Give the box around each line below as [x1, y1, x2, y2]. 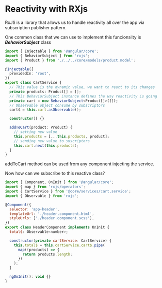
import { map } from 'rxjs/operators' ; [5, 184, 86, 190]
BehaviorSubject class [5, 39, 51, 45]
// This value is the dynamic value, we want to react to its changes [9, 85, 155, 90]
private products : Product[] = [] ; [9, 89, 81, 94]
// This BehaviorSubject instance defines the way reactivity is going [9, 94, 158, 98]
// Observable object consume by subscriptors [9, 103, 105, 108]
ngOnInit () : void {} [9, 274, 51, 279]
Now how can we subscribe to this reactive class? [5, 171, 105, 176]
